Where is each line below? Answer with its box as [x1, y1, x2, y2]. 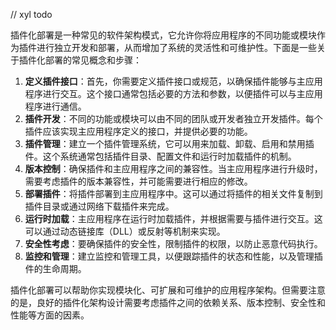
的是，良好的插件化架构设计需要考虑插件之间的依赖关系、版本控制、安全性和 [10, 297, 326, 308]
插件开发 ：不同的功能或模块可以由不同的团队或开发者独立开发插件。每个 [24, 113, 323, 124]
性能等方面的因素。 [10, 309, 90, 321]
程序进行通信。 [24, 100, 87, 112]
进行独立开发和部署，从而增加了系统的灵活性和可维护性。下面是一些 [36, 42, 317, 53]
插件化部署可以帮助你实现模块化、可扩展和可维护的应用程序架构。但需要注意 [10, 284, 326, 296]
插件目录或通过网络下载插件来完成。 [24, 200, 175, 212]
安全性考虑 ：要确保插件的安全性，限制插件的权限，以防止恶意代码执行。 [24, 238, 323, 249]
